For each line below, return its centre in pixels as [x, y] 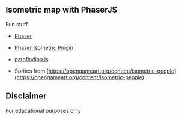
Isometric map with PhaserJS [62, 10]
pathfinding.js [31, 59]
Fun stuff [17, 24]
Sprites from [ [32, 71]
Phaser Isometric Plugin [44, 47]
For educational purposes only [44, 110]
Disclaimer [26, 96]
